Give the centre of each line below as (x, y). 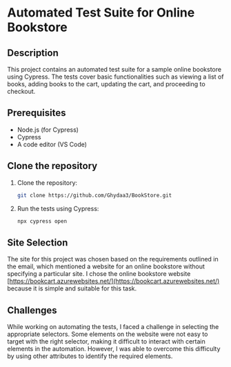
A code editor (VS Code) (52, 144)
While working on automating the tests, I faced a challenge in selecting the (113, 327)
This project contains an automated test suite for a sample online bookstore (114, 69)
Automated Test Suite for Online (101, 13)
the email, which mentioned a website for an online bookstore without (106, 266)
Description (33, 53)
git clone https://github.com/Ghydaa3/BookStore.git (94, 195)
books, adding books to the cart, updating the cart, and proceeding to (106, 84)
